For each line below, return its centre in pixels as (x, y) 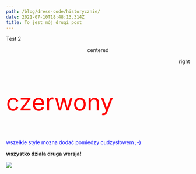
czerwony (60, 102)
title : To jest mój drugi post (44, 22)
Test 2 (14, 39)
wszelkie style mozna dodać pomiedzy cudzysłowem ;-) (73, 142)
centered (98, 50)
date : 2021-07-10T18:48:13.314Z (45, 17)
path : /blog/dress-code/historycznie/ (53, 11)
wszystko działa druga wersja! (44, 154)
